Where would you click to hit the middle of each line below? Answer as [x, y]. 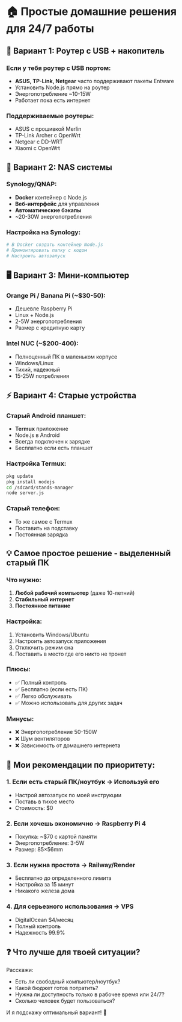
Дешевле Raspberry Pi [44, 309]
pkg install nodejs [31, 482]
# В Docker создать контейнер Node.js [55, 245]
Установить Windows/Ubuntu [52, 635]
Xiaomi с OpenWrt [37, 148]
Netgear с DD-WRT [39, 142]
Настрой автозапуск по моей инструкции [68, 795]
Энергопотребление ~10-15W [53, 93]
